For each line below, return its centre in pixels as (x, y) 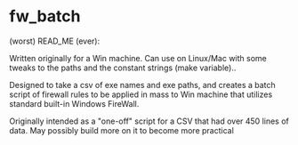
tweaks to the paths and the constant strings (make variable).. (123, 68)
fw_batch (45, 16)
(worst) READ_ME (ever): (55, 41)
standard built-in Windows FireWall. (74, 103)
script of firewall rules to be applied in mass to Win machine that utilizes (141, 94)
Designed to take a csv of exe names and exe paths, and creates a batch (142, 85)
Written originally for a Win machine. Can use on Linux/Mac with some (138, 58)
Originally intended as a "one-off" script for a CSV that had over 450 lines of (149, 121)
